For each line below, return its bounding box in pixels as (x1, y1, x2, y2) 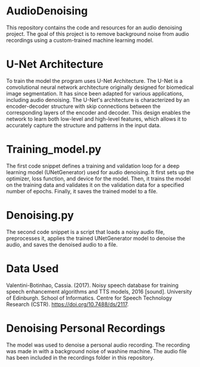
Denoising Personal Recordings (6, 321, 166, 335)
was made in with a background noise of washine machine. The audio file (6, 347, 187, 354)
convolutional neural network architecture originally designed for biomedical (6, 84, 194, 91)
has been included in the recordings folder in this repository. (6, 354, 155, 361)
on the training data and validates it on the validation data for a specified (6, 181, 184, 189)
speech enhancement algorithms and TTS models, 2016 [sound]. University (6, 288, 192, 295)
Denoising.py (6, 209, 74, 222)
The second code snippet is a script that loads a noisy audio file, (6, 228, 165, 235)
